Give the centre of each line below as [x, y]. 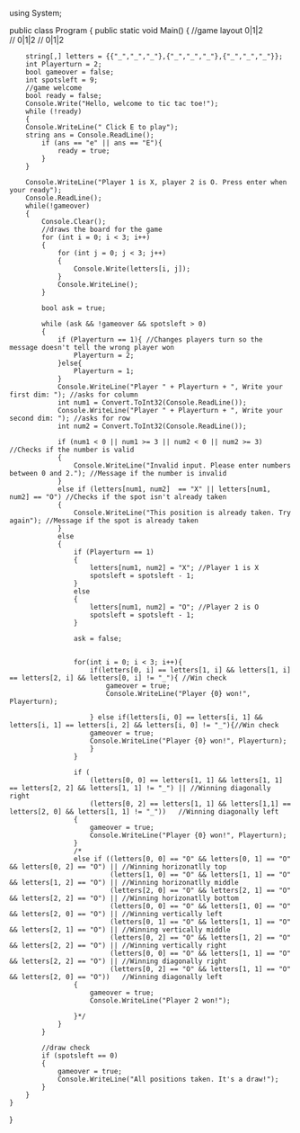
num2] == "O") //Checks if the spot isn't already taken [118, 497]
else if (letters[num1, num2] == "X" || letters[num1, [164, 489]
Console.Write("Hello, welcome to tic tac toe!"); [122, 103]
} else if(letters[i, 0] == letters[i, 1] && [176, 718]
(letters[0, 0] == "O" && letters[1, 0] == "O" [200, 906]
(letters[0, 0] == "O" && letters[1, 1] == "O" [200, 953]
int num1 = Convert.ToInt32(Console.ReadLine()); [152, 403]
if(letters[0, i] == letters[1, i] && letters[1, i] [190, 670]
